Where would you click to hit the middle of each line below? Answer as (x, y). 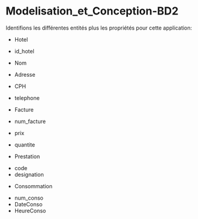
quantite (25, 144)
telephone (27, 98)
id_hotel (24, 51)
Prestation (27, 156)
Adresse (25, 74)
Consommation (33, 186)
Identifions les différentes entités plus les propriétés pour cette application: (99, 28)
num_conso (29, 198)
